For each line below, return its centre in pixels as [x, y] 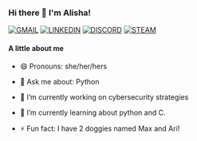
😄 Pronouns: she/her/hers [63, 66]
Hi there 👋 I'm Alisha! [50, 13]
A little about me [36, 48]
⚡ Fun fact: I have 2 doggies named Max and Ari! [100, 128]
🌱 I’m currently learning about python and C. [93, 112]
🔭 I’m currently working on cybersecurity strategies [104, 97]
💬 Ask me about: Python [59, 81]
